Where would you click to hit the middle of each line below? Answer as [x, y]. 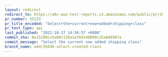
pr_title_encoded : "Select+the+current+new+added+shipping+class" [75, 24]
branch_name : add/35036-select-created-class [53, 47]
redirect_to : [18, 14]
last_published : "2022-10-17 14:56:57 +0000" [53, 33]
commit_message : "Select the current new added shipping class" [73, 42]
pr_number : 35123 [23, 19]
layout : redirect [23, 10]
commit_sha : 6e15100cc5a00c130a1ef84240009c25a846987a [63, 38]
